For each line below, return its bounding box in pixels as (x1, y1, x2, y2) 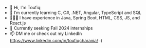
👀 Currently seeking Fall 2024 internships (9, 25, 93, 31)
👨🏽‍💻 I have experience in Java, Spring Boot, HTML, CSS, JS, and (9, 15, 140, 20)
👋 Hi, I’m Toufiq (9, 5, 40, 10)
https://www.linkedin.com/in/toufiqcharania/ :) (9, 38, 103, 43)
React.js (9, 20, 26, 26)
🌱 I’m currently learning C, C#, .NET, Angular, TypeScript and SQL (9, 10, 142, 16)
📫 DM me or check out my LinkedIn (9, 31, 82, 36)
